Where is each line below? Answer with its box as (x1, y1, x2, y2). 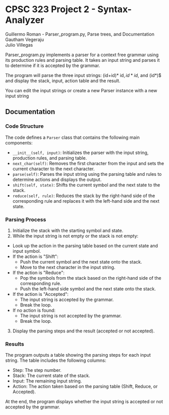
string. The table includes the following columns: (5, 357, 106, 363)
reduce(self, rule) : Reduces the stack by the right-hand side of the (12, 193, 155, 199)
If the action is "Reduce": (12, 270, 65, 276)
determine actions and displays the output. (12, 176, 102, 182)
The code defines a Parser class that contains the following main (5, 134, 140, 140)
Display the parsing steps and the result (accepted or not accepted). (12, 328, 155, 334)
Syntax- (97, 4, 132, 15)
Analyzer (5, 14, 44, 26)
